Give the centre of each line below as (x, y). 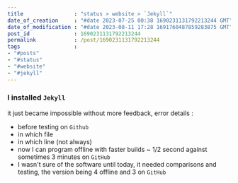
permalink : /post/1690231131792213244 (84, 40)
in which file (35, 134)
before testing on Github (53, 126)
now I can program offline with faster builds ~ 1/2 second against (112, 149)
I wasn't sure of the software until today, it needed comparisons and (117, 164)
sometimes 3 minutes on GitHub (64, 157)
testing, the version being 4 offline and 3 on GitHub (92, 172)
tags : (42, 47)
